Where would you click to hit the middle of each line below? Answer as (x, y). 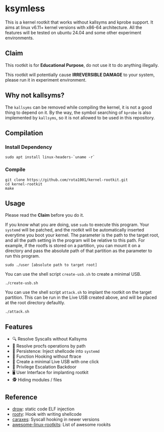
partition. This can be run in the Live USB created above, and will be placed (81, 297)
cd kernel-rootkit (24, 184)
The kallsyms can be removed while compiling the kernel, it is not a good (79, 107)
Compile (15, 170)
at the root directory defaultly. (35, 303)
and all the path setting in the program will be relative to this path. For (75, 240)
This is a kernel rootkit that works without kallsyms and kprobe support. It (79, 22)
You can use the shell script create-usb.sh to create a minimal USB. (73, 274)
